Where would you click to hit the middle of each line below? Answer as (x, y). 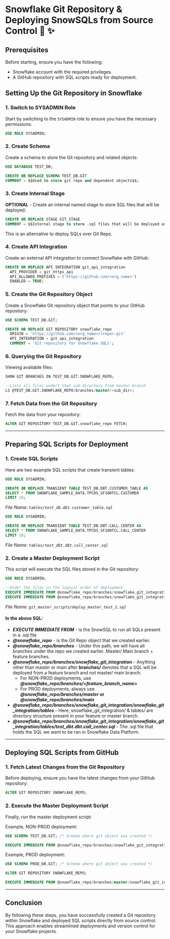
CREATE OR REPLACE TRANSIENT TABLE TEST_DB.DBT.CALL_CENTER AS (73, 526)
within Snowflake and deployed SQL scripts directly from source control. (81, 920)
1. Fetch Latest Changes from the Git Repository (65, 767)
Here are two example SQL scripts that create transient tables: (70, 469)
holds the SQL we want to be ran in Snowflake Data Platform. (76, 732)
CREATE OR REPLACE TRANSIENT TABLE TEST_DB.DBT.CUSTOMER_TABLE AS (77, 488)
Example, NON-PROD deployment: (41, 826)
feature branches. (31, 656)
